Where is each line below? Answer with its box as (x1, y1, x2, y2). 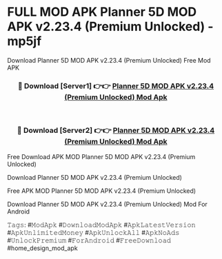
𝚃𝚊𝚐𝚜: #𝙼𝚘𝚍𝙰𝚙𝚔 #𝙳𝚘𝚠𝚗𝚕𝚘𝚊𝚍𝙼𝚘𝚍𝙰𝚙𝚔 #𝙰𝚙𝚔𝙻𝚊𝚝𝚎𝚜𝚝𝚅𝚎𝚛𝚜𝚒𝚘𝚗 (7, 220, 196, 229)
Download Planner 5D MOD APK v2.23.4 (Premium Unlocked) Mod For (7, 200, 208, 208)
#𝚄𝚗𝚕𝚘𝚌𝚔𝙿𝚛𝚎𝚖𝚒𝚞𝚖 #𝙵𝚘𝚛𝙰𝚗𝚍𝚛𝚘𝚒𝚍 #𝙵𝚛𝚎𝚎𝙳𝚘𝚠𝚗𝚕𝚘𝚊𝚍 (7, 236, 171, 245)
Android (7, 207, 30, 216)
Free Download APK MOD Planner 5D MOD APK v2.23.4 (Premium (7, 152, 196, 160)
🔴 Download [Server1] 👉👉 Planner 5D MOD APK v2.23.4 (17, 81, 214, 90)
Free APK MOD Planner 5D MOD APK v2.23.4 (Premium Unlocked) (7, 187, 196, 195)
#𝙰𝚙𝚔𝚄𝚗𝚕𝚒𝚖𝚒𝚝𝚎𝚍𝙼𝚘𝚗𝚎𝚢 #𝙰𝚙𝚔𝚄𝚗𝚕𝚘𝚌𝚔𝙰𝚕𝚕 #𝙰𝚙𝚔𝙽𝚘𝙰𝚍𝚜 (7, 228, 180, 236)
